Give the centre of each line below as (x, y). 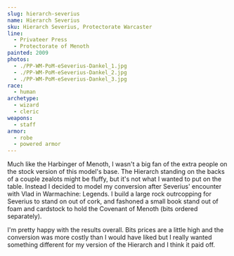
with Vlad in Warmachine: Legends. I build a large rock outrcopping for (110, 194)
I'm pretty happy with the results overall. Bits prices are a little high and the (116, 230)
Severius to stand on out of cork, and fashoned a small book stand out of (113, 201)
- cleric (26, 112)
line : (15, 33)
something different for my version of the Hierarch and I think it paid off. (111, 245)
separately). (25, 216)
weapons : (20, 118)
